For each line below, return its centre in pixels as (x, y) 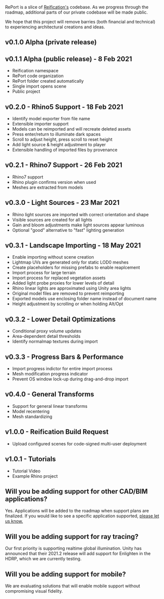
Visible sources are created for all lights (52, 220)
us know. (14, 521)
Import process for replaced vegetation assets (59, 278)
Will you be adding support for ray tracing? (72, 537)
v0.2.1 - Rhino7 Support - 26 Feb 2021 (64, 165)
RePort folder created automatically (48, 81)
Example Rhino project (35, 476)
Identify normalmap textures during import (55, 341)
